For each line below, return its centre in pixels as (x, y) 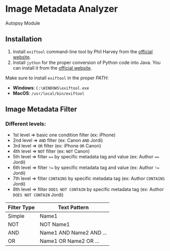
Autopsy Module (23, 23)
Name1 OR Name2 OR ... (69, 241)
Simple (16, 216)
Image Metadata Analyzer (62, 9)
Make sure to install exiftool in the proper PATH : (57, 78)
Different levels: (26, 124)
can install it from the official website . (52, 68)
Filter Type (21, 207)
